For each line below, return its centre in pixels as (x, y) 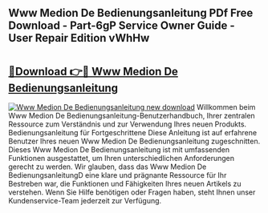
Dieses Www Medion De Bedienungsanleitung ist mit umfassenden (119, 150)
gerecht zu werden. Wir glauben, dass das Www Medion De (108, 167)
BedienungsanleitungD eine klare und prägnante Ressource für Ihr (118, 175)
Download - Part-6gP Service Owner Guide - (122, 26)
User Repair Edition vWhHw (79, 38)
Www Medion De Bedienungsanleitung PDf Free (131, 13)
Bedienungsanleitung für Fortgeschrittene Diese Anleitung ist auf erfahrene (133, 133)
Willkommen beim (226, 107)
